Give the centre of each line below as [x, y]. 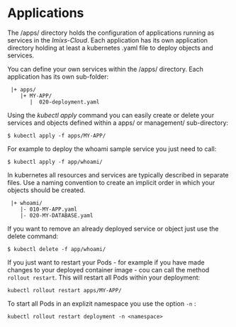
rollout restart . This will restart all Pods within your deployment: [104, 277]
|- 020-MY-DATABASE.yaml [57, 215]
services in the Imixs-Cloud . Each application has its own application [107, 40]
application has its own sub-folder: [58, 77]
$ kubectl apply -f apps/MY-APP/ [57, 135]
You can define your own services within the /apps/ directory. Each [105, 69]
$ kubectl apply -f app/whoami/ [55, 162]
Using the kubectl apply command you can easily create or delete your [111, 115]
